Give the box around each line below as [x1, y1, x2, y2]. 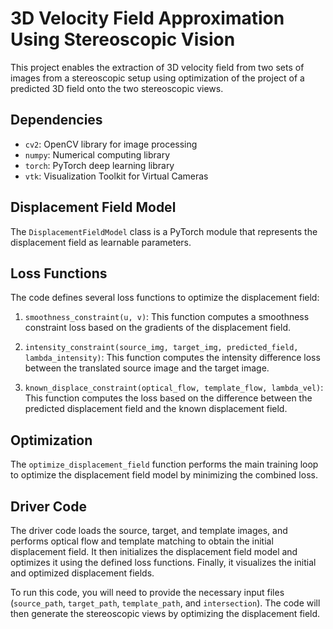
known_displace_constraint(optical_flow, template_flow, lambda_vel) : [24, 382, 324, 394]
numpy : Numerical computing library [24, 148, 171, 161]
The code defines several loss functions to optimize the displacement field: [10, 292, 320, 304]
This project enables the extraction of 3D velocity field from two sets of [10, 61, 305, 73]
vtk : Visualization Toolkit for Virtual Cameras [24, 170, 209, 182]
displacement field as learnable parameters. [10, 236, 192, 248]
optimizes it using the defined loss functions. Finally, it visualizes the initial [10, 557, 317, 568]
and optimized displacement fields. [10, 567, 155, 579]
